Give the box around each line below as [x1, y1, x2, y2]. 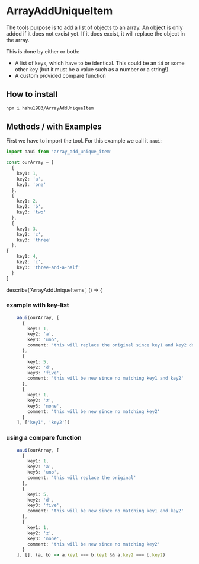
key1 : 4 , [17, 254, 38, 260]
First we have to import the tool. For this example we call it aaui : [6, 137, 162, 144]
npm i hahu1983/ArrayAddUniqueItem [6, 105, 94, 111]
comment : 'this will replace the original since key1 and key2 [27, 342, 187, 348]
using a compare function [6, 434, 82, 442]
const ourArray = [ [6, 159, 54, 166]
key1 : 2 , [17, 198, 38, 204]
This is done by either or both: [6, 48, 80, 55]
